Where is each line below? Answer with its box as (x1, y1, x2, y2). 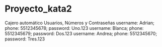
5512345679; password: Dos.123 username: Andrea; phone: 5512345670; (5, 30, 157, 36)
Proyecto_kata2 (5, 3, 72, 15)
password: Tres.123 (5, 36, 45, 42)
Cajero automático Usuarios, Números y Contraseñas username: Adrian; (5, 20, 154, 26)
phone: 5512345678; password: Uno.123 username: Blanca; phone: (5, 25, 144, 31)
